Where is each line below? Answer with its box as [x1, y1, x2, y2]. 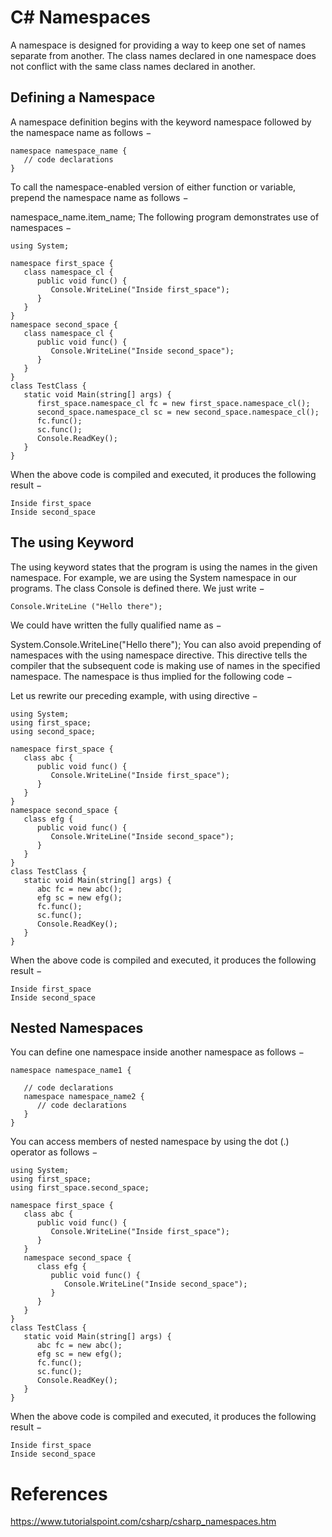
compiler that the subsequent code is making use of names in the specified [10, 659, 321, 671]
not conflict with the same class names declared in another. [10, 60, 256, 72]
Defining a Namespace [10, 89, 156, 106]
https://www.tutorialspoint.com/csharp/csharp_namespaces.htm [10, 1516, 277, 1528]
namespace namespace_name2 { [23, 1092, 145, 1102]
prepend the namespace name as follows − [10, 191, 189, 203]
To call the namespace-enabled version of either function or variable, [10, 181, 297, 193]
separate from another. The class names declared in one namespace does [10, 49, 317, 61]
